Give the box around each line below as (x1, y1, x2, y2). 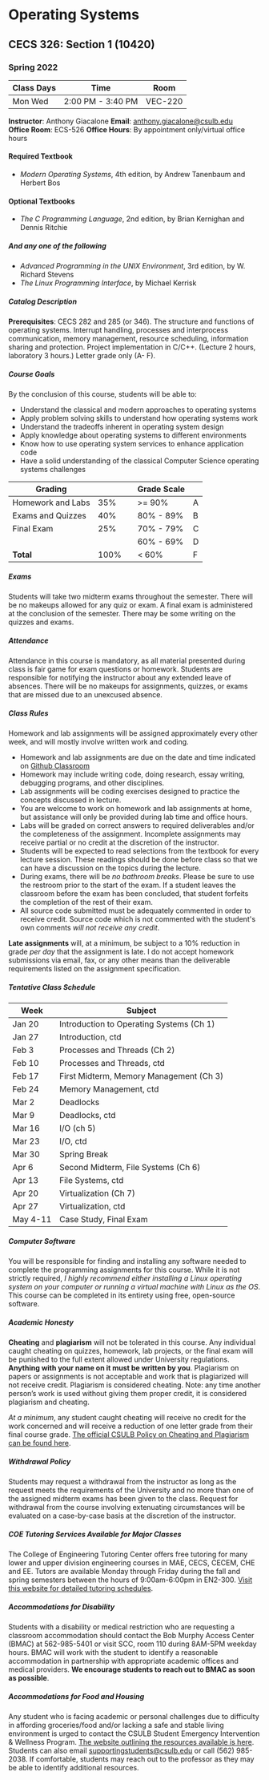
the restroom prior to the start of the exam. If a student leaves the (19, 880, 236, 890)
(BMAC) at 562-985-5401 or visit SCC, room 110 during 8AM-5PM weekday (8, 1639, 258, 1649)
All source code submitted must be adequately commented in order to (19, 906, 251, 915)
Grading (35, 483, 67, 494)
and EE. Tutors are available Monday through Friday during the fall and (8, 1566, 241, 1576)
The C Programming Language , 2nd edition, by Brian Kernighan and (19, 214, 245, 224)
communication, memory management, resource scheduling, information (8, 334, 249, 344)
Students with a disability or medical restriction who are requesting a (8, 1621, 235, 1632)
